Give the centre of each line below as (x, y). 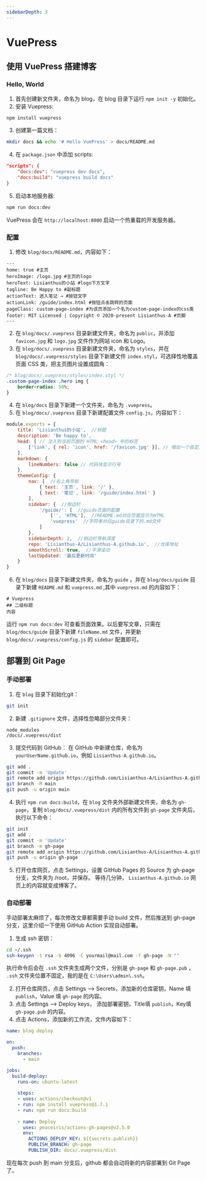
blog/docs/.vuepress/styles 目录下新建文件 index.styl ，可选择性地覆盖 (106, 356)
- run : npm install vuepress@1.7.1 (63, 1105)
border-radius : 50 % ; (44, 387)
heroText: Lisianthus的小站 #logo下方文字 (58, 283)
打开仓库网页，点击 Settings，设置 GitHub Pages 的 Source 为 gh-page (105, 870)
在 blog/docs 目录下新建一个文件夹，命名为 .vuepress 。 (85, 405)
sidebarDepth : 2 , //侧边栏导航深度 (72, 538)
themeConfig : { (37, 476)
